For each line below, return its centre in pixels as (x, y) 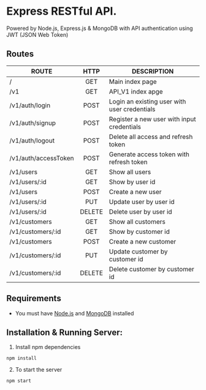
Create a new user (135, 192)
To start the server (39, 370)
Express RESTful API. (62, 11)
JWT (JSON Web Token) (37, 34)
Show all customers (137, 222)
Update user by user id (142, 201)
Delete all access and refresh (151, 137)
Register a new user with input (152, 119)
